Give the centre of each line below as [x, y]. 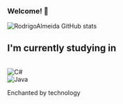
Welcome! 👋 [28, 11]
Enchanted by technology [44, 93]
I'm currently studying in [62, 48]
